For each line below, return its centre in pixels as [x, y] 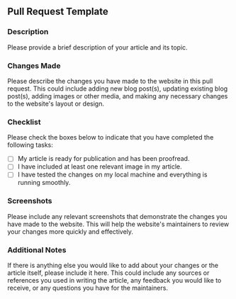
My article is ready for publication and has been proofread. [103, 159]
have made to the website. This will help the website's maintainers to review [118, 224]
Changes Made [34, 65]
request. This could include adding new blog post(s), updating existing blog [118, 89]
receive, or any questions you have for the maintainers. [88, 288]
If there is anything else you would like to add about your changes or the [113, 266]
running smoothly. [44, 183]
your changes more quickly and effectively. [70, 231]
